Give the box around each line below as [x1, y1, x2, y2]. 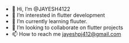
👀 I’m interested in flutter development [11, 12, 105, 19]
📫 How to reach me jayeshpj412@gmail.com [11, 31, 121, 37]
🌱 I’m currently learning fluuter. [11, 18, 88, 24]
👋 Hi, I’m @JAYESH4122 [11, 6, 70, 12]
